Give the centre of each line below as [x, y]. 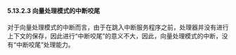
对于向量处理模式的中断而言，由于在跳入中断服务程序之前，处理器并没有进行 [118, 27]
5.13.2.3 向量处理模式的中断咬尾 [54, 10]
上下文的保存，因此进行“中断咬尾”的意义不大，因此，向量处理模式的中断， [115, 36]
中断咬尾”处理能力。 [46, 45]
